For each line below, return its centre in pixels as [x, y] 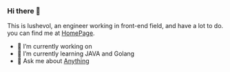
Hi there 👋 [24, 11]
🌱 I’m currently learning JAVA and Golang [76, 53]
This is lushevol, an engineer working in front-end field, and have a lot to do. [115, 26]
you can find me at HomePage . [51, 33]
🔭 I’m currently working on [54, 47]
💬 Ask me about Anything [53, 61]
